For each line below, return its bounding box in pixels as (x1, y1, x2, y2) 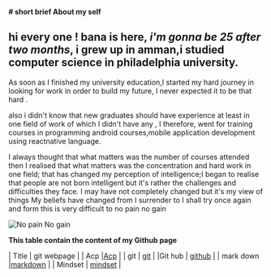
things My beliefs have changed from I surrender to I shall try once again (8, 195, 252, 205)
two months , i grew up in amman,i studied (8, 43, 225, 57)
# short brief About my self (8, 7, 101, 16)
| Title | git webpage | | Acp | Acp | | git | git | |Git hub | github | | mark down (8, 251, 260, 261)
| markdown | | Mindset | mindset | (8, 259, 122, 269)
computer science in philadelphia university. (8, 56, 239, 70)
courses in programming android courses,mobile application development (8, 128, 256, 137)
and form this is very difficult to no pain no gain (8, 203, 166, 214)
